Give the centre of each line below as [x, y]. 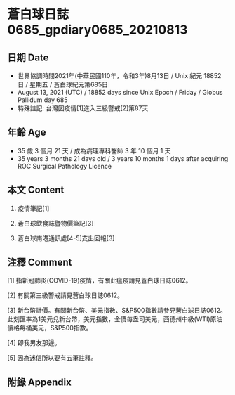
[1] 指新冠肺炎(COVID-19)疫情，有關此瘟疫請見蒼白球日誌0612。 [100, 280]
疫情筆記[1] [33, 208]
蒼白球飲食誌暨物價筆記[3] [55, 223]
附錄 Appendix [39, 382]
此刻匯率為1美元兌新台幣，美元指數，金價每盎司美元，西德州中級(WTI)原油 [115, 319]
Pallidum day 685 [42, 100]
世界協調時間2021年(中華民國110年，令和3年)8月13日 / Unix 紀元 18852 [119, 76]
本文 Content [36, 190]
